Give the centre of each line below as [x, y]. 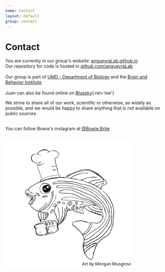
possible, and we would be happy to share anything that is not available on [83, 108]
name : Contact [20, 11]
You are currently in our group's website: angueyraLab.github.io [71, 61]
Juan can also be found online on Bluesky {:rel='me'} [60, 93]
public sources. [21, 114]
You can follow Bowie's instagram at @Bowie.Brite [58, 129]
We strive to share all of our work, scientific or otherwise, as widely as [78, 103]
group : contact [21, 21]
